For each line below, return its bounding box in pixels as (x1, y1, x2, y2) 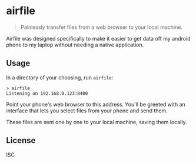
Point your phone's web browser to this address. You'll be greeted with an (6, 101, 185, 108)
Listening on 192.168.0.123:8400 (6, 90, 88, 97)
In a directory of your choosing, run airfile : (6, 74, 114, 81)
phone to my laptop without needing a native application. (6, 41, 144, 48)
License (6, 135, 36, 145)
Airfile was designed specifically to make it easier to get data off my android (6, 35, 191, 42)
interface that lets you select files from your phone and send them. (6, 107, 168, 114)
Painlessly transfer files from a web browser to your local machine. (20, 24, 182, 31)
